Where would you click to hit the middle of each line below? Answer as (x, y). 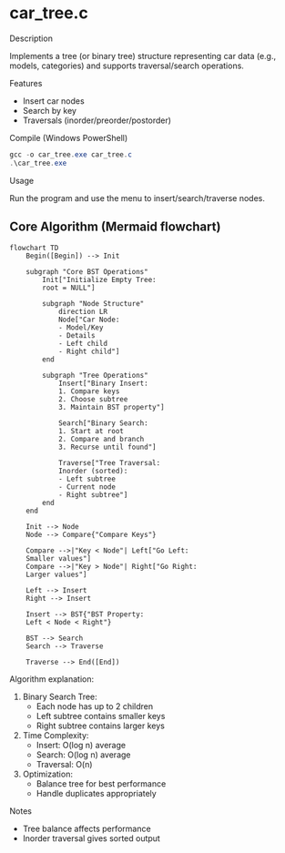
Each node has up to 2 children (95, 706)
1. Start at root (91, 431)
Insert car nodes (53, 101)
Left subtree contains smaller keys (101, 716)
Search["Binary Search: (103, 423)
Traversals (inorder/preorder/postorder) (97, 120)
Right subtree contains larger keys (101, 726)
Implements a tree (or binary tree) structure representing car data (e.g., (143, 56)
